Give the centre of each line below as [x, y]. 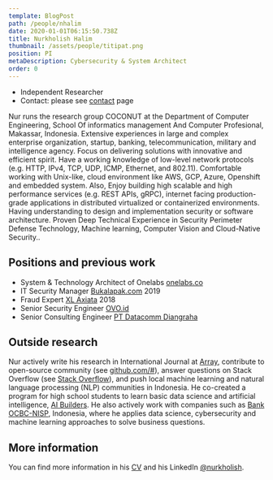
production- [236, 194]
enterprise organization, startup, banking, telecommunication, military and [132, 142]
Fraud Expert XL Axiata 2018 [68, 299]
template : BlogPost [41, 16]
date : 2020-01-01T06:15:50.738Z [63, 31]
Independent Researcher [62, 92]
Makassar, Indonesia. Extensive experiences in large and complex [119, 133]
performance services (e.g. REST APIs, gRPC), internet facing [112, 194]
